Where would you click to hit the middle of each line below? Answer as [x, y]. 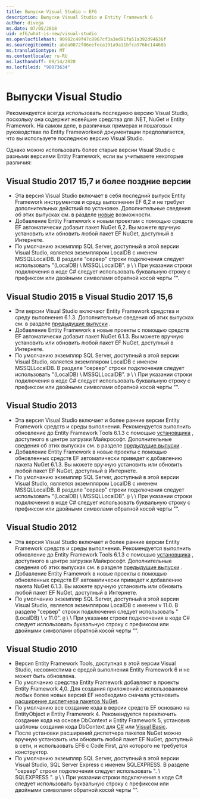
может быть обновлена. [45, 676]
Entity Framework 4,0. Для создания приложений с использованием [101, 689]
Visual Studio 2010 [42, 649]
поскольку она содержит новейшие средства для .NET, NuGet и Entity [96, 119]
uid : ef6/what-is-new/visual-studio [51, 34]
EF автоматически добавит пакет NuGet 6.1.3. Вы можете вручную [99, 336]
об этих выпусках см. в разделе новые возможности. [83, 214]
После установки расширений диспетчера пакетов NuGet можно [98, 733]
